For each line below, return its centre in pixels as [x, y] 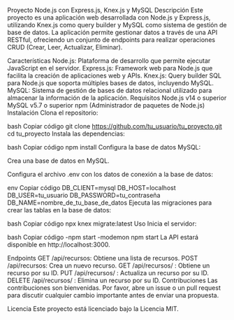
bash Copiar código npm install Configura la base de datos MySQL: [104, 147]
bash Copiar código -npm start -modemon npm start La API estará [103, 237]
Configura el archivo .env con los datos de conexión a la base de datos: [110, 174]
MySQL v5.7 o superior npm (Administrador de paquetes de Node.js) [106, 105]
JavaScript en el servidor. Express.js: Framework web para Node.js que [110, 68]
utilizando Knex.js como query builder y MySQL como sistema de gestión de [117, 25]
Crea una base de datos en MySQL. [58, 161]
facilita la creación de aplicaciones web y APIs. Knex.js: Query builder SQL [115, 75]
